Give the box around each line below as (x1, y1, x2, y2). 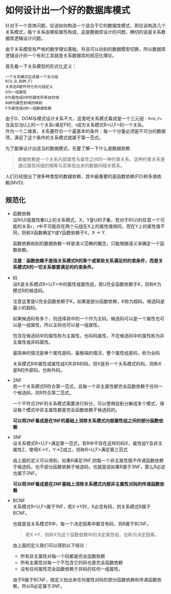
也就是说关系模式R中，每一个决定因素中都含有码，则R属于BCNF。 (12, 520, 152, 527)
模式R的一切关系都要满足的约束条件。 (17, 264, 96, 270)
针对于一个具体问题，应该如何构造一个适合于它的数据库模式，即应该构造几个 (5, 22, 166, 29)
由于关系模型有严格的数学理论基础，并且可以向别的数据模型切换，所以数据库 (5, 46, 166, 52)
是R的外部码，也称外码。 (12, 367, 65, 373)
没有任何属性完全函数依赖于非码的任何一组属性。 (20, 565, 123, 572)
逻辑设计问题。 (14, 35, 46, 41)
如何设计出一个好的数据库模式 (5, 5, 131, 16)
